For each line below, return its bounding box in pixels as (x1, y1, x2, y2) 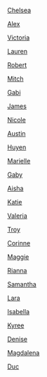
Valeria (7, 211, 28, 220)
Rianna (7, 267, 27, 274)
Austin (7, 129, 26, 137)
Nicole (7, 116, 26, 124)
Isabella (7, 308, 30, 315)
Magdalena (7, 349, 40, 356)
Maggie (7, 253, 29, 261)
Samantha (7, 280, 36, 289)
